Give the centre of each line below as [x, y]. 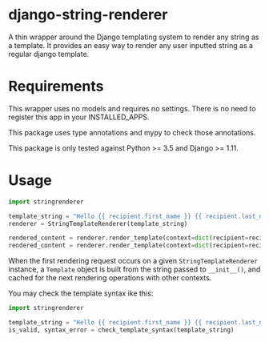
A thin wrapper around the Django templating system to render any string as [134, 37]
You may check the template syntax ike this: [81, 293]
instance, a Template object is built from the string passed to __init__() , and [134, 269]
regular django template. [49, 54]
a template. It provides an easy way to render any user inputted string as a [131, 45]
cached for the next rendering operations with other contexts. [110, 278]
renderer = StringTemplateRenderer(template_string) [98, 223]
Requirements [56, 87]
